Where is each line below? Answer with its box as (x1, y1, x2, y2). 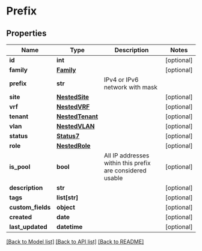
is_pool (9, 163, 31, 171)
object (56, 203, 75, 211)
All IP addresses (103, 151, 150, 160)
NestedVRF (56, 103, 90, 110)
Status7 (56, 132, 80, 140)
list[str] (56, 193, 79, 202)
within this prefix (103, 159, 151, 167)
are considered (103, 166, 147, 175)
